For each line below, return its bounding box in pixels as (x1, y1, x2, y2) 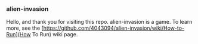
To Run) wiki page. (32, 31, 78, 38)
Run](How (6, 31, 31, 38)
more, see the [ (6, 24, 44, 32)
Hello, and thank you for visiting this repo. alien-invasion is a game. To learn (6, 18, 193, 26)
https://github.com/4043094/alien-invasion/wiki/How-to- (43, 24, 185, 32)
